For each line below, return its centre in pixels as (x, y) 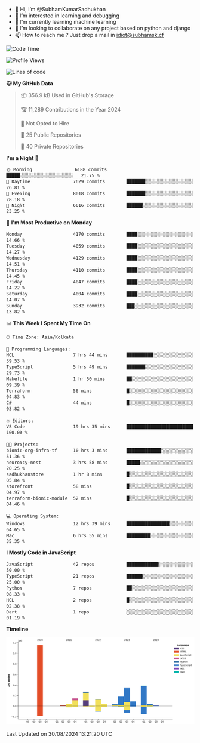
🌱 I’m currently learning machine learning (65, 22)
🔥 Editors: (20, 421)
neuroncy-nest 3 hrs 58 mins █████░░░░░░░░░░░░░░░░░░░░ (100, 463)
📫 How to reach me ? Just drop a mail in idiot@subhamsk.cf (89, 35)
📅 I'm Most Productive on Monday (49, 223)
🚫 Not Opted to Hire (45, 123)
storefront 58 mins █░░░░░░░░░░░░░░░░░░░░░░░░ (100, 486)
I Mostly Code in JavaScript (41, 553)
